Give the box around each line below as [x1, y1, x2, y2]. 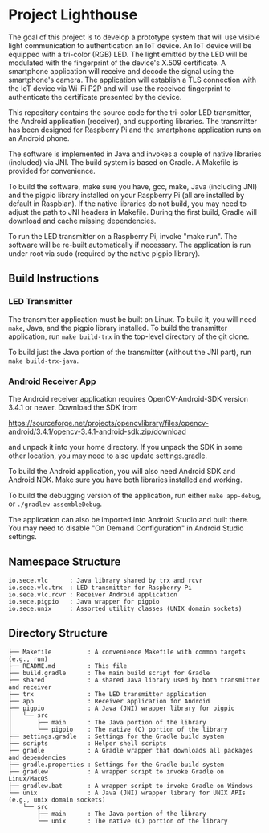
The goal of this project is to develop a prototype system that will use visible [8, 32, 261, 42]
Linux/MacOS [8, 774, 48, 782]
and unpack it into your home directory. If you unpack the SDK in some [8, 442, 243, 452]
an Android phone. [8, 133, 70, 142]
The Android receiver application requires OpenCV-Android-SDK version [8, 394, 249, 403]
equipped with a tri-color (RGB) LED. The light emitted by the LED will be [8, 49, 248, 59]
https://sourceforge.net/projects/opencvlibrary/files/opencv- [8, 418, 209, 427]
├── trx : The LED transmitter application [8, 690, 206, 698]
